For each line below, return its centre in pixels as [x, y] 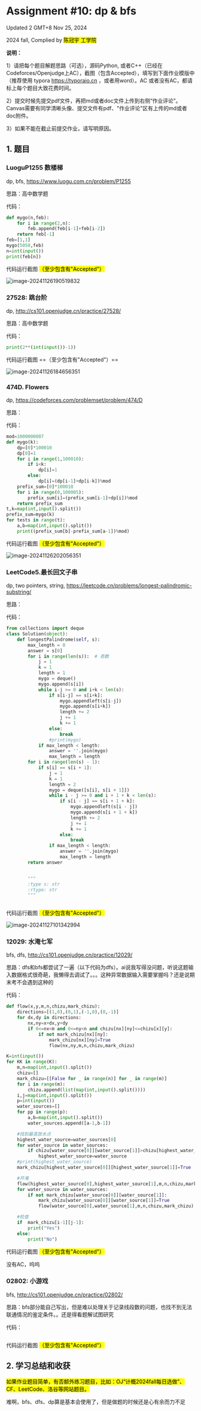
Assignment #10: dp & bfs [71, 11]
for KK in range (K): [32, 1062]
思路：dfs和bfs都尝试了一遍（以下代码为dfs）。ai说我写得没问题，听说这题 [97, 967]
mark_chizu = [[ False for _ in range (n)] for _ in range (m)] [92, 1078]
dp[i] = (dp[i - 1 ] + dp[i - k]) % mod [74, 481]
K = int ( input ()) [25, 1056]
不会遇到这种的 [35, 982]
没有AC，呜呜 [23, 1264]
